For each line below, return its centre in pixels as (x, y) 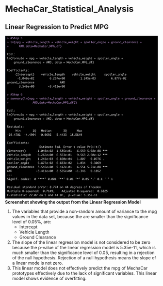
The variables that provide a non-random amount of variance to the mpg (84, 211)
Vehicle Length (34, 232)
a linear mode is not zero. (37, 263)
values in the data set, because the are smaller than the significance (80, 217)
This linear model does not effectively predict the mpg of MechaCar (80, 268)
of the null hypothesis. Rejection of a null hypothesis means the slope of (84, 258)
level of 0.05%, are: (32, 222)
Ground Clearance (38, 237)
